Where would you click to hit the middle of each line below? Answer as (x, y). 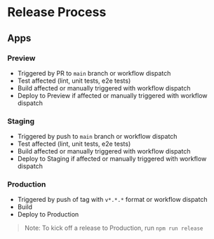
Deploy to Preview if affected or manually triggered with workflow (113, 95)
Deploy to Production (48, 214)
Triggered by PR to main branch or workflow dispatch (94, 73)
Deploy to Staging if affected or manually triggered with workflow (112, 159)
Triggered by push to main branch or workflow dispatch (97, 137)
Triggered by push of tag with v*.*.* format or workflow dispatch (112, 200)
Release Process (57, 12)
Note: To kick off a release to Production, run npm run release (114, 228)
